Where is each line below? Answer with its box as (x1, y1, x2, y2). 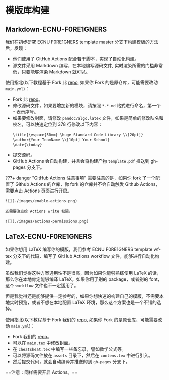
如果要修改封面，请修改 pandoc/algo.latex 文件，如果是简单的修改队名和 (12, 115, 164, 121)
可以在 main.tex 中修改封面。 (12, 340, 73, 346)
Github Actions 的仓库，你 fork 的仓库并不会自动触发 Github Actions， (15, 181, 160, 187)
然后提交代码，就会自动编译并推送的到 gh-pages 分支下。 (12, 358, 130, 364)
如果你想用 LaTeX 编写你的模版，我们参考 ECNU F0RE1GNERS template (5, 246, 153, 252)
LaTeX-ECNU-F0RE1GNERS (5, 232, 92, 241)
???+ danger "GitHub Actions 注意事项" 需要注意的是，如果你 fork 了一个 (5, 175, 156, 181)
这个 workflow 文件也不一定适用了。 (5, 282, 79, 288)
